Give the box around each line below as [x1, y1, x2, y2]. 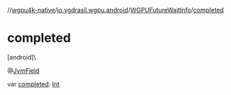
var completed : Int [7, 80, 60, 88]
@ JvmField [7, 66, 40, 75]
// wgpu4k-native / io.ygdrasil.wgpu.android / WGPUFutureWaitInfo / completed [7, 6, 225, 14]
